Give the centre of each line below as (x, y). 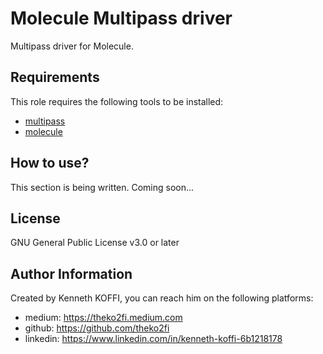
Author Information (71, 273)
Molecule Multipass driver (121, 18)
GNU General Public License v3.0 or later (95, 243)
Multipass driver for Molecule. (72, 46)
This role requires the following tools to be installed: (117, 101)
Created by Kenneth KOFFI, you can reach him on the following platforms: (162, 298)
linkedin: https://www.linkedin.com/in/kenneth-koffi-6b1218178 (153, 339)
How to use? (50, 163)
